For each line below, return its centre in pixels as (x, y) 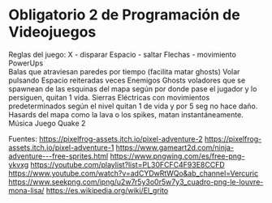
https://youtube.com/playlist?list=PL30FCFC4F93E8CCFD (127, 164)
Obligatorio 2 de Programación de (125, 15)
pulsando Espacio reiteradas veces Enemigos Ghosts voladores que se (127, 80)
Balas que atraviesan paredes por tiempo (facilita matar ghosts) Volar (124, 71)
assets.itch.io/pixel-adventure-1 (61, 147)
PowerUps (26, 63)
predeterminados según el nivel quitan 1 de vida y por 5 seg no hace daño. (133, 106)
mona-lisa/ (26, 190)
